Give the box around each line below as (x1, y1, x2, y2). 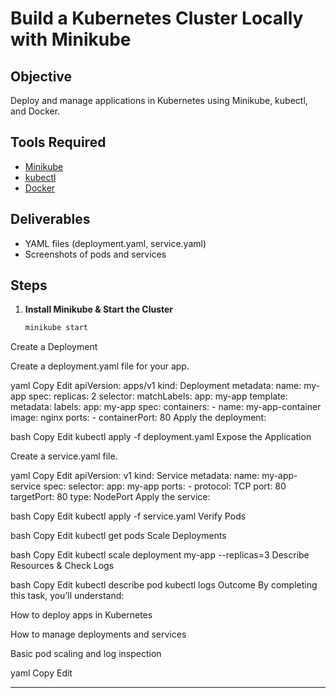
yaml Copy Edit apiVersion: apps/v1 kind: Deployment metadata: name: (10, 380, 302, 392)
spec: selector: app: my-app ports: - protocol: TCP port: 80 (43, 480, 287, 492)
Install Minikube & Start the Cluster (24, 303, 174, 316)
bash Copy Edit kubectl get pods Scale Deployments (10, 530, 227, 542)
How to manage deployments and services (10, 628, 187, 641)
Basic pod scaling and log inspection (10, 648, 162, 660)
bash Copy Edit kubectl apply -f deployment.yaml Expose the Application (10, 431, 312, 443)
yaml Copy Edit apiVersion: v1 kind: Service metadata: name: (10, 470, 260, 482)
